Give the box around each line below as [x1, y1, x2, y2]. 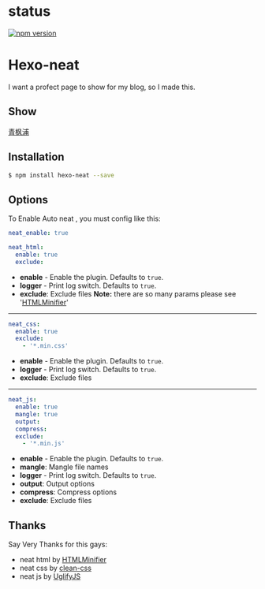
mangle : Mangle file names [19, 462, 109, 472]
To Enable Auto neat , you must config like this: [8, 214, 161, 223]
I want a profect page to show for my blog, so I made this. [8, 82, 196, 91]
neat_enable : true [8, 229, 69, 237]
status [8, 2, 51, 21]
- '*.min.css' [22, 342, 69, 350]
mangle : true [15, 410, 58, 418]
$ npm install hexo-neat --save [8, 171, 114, 179]
